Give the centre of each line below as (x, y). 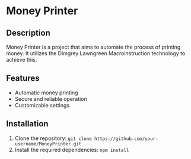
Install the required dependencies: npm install (72, 150)
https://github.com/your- (126, 139)
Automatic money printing (46, 93)
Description (28, 33)
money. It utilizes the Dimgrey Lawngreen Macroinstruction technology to (96, 53)
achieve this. (22, 60)
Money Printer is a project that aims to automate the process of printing (93, 47)
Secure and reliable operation (51, 98)
